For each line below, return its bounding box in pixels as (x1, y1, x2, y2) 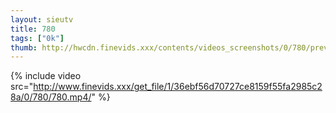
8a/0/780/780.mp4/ (10, 91, 92, 103)
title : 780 (10, 24, 56, 34)
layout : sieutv (10, 14, 74, 25)
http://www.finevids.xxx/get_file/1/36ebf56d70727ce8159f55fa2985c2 (33, 81, 323, 93)
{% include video (10, 70, 82, 82)
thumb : (10, 42, 38, 53)
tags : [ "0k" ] (10, 33, 65, 43)
